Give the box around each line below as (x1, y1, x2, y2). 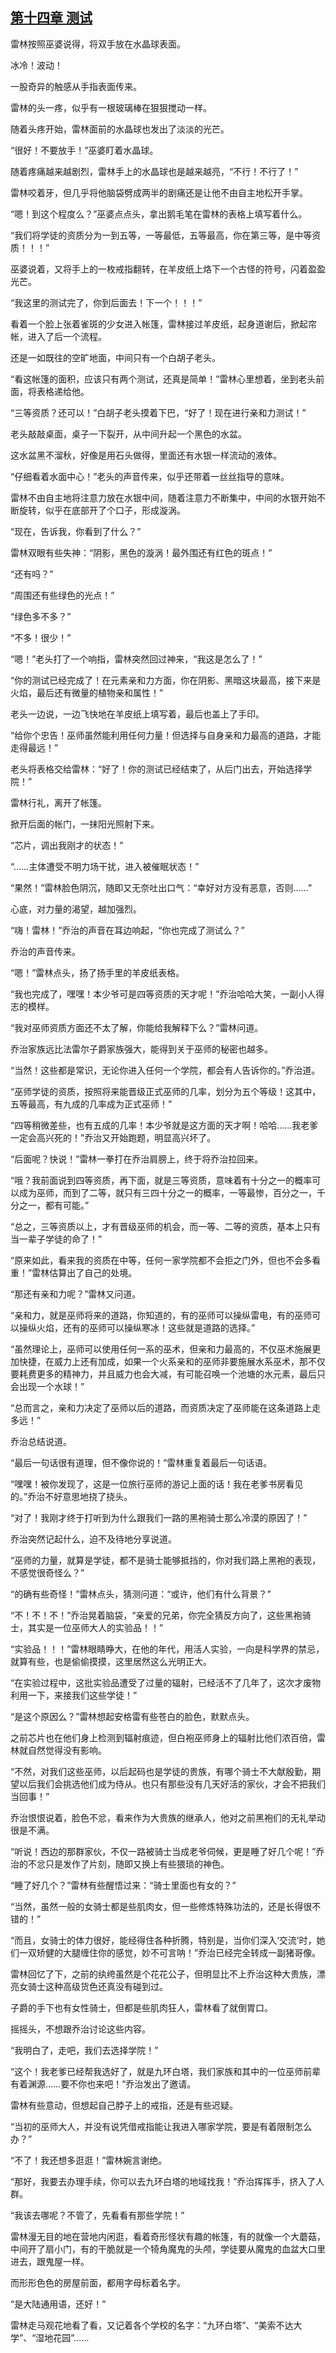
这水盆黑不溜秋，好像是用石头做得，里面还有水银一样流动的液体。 (10, 449, 282, 461)
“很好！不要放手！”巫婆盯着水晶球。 (10, 144, 159, 156)
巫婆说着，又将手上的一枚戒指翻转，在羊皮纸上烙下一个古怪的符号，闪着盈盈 (10, 263, 326, 275)
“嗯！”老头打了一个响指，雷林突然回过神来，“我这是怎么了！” (10, 653, 263, 665)
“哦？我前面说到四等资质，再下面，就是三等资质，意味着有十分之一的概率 (10, 1174, 313, 1186)
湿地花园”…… (35, 2331, 90, 2343)
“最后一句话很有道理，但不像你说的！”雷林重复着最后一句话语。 (10, 1456, 273, 1468)
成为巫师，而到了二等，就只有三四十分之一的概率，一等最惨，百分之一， (18, 1186, 317, 1198)
